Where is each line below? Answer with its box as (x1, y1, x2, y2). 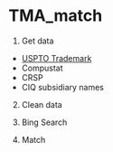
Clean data (21, 99, 62, 109)
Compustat (21, 62, 64, 73)
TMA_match (8, 5, 103, 26)
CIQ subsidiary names (21, 81, 105, 92)
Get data (21, 35, 54, 46)
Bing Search (21, 117, 68, 128)
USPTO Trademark (21, 52, 92, 63)
